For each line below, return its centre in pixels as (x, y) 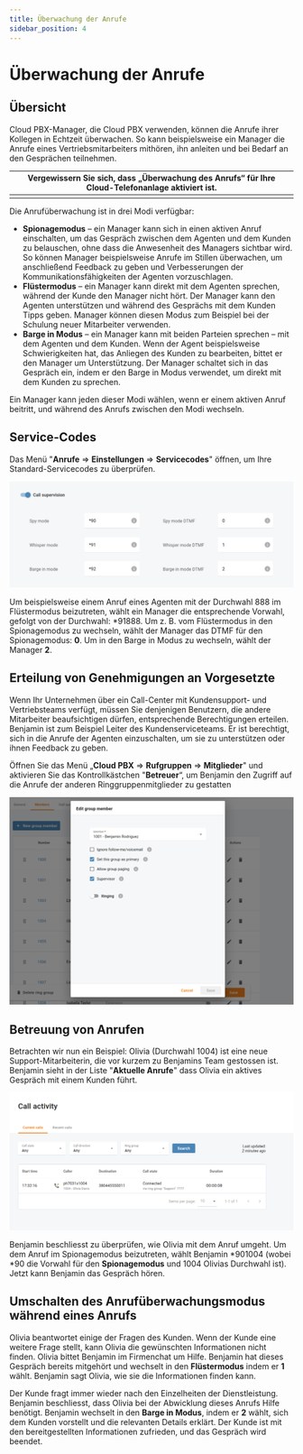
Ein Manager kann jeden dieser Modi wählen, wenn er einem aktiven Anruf (147, 399)
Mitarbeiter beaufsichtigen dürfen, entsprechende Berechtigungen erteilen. (149, 719)
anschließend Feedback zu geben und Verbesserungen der (133, 267)
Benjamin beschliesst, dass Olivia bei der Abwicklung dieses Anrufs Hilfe (144, 1403)
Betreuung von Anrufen (77, 1030)
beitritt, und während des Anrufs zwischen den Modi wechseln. (127, 409)
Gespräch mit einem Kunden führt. (73, 1080)
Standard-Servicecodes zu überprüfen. (83, 468)
